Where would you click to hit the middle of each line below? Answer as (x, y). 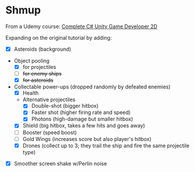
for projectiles (39, 67)
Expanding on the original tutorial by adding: (59, 37)
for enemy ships (42, 74)
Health (31, 93)
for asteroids (38, 80)
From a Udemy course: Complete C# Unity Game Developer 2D (81, 26)
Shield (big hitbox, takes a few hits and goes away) (84, 126)
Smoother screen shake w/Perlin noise (60, 163)
